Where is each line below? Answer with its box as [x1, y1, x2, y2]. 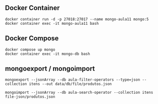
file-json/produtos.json [5, 94, 55, 99]
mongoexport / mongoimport [5, 65, 95, 73]
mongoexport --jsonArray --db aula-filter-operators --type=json [5, 77, 140, 82]
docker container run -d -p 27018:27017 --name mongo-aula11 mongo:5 [5, 17, 149, 21]
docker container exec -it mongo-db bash [5, 51, 90, 56]
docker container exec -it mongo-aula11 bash [5, 21, 99, 26]
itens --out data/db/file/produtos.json [29, 82, 112, 87]
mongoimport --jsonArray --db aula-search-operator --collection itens [5, 90, 153, 95]
